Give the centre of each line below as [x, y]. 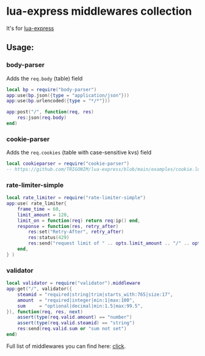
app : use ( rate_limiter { [37, 203]
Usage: [20, 47]
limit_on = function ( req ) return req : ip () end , [79, 221]
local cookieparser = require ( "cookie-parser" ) [68, 164]
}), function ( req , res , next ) [45, 312]
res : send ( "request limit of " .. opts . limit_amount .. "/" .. [109, 243]
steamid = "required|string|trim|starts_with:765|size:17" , [95, 294]
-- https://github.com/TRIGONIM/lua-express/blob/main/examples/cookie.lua [105, 170]
